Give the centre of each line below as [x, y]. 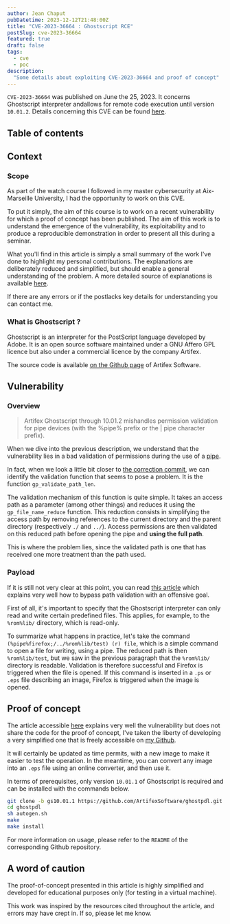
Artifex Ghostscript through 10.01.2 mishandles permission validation [121, 421]
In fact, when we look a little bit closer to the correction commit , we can [108, 470]
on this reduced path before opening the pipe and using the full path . [106, 534]
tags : [15, 52]
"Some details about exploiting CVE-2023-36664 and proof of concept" [116, 77]
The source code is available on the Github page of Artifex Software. [104, 364]
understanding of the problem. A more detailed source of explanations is [110, 276]
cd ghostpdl [24, 807]
